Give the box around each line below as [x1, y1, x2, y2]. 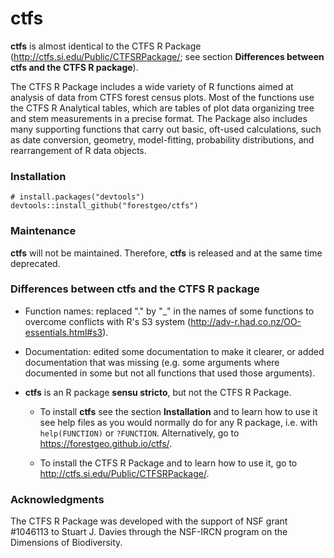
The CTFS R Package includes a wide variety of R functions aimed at [10, 80, 294, 92]
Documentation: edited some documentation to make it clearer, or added [24, 345, 325, 357]
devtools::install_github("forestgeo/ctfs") [10, 201, 199, 211]
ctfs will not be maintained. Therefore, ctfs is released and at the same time [10, 247, 323, 259]
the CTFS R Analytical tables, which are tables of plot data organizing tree [10, 102, 315, 114]
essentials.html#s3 [24, 326, 103, 338]
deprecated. [10, 257, 61, 269]
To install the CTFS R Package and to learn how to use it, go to [39, 457, 298, 469]
